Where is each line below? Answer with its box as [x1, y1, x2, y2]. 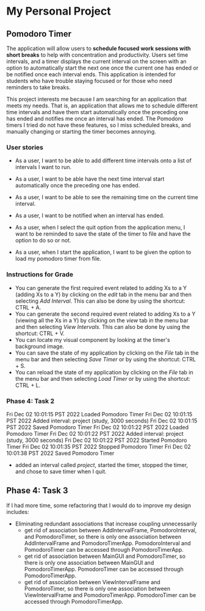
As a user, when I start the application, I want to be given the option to [15, 248, 192, 256]
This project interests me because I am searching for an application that [6, 96, 187, 103]
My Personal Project [6, 4, 111, 18]
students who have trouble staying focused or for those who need [6, 78, 173, 84]
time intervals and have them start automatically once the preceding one [6, 109, 189, 115]
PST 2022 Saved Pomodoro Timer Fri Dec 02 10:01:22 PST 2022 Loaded [6, 423, 189, 431]
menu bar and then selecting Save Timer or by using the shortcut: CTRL [15, 355, 196, 363]
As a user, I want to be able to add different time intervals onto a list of [15, 157, 192, 164]
